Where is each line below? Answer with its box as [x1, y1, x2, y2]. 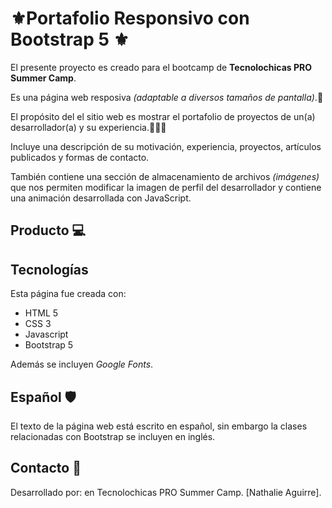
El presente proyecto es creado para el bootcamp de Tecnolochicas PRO [10, 61, 313, 73]
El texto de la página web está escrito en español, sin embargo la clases [10, 420, 308, 432]
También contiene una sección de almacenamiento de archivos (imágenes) [10, 170, 320, 182]
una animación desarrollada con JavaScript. [10, 192, 192, 204]
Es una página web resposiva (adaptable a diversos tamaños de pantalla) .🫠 [10, 91, 324, 103]
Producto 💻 [10, 222, 87, 239]
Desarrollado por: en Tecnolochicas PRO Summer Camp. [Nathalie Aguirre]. [10, 486, 322, 498]
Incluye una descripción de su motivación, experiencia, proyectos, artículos [10, 140, 322, 152]
